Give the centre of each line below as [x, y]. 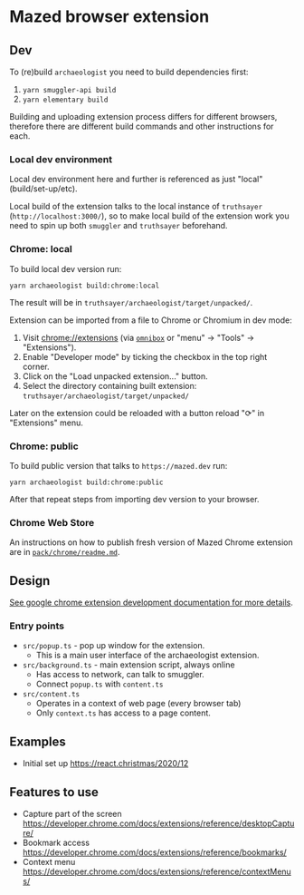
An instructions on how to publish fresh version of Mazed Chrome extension [152, 542]
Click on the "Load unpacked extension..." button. [115, 376]
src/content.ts [51, 695]
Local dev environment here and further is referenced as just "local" [136, 180]
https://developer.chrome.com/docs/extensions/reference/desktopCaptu [158, 823]
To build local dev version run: [66, 268]
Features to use [54, 792]
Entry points [37, 626]
